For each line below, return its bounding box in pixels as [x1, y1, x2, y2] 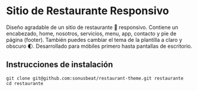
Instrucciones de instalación [6, 60, 113, 70]
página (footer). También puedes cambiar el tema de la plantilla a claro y [6, 36, 183, 43]
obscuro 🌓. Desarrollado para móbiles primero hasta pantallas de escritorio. [6, 43, 193, 50]
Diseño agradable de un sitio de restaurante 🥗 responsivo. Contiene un [6, 24, 178, 31]
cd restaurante [6, 80, 44, 86]
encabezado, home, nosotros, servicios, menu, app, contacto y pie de [6, 30, 177, 37]
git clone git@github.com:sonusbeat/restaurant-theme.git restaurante [6, 75, 184, 81]
